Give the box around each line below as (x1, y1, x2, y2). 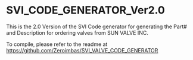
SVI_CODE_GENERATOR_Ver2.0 (6, 4, 165, 17)
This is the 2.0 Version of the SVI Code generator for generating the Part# (6, 23, 188, 30)
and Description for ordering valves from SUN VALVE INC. (6, 29, 149, 36)
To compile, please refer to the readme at (6, 41, 108, 48)
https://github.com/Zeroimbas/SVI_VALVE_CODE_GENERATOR (6, 46, 158, 54)
